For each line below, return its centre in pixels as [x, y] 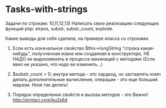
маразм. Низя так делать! [40, 85]
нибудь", [22, 53]
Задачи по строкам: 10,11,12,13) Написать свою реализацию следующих [82, 23]
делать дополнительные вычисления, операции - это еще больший [85, 79]
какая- [147, 48]
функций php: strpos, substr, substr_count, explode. [59, 28]
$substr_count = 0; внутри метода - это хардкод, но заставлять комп [87, 74]
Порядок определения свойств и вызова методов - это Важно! [80, 94]
